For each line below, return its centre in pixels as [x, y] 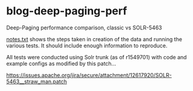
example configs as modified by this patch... [61, 63]
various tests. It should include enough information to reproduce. [87, 45]
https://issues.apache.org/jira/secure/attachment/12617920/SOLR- [89, 75]
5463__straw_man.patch [37, 81]
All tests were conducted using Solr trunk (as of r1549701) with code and [96, 57]
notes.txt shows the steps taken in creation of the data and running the [94, 39]
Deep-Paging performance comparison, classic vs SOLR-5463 [84, 28]
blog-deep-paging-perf [67, 11]
